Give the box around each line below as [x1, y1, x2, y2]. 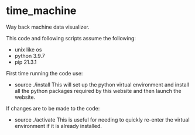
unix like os [14, 46, 42, 53]
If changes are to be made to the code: [6, 105, 100, 112]
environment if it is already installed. [14, 122, 102, 129]
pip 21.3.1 [14, 58, 37, 65]
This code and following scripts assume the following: [6, 34, 136, 41]
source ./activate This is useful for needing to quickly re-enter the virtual [14, 116, 190, 123]
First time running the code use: [6, 70, 83, 77]
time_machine [6, 4, 77, 18]
